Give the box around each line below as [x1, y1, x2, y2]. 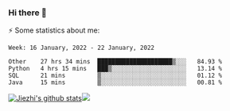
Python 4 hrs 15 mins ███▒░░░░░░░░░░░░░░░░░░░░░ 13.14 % [8, 65, 223, 73]
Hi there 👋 [8, 7, 48, 18]
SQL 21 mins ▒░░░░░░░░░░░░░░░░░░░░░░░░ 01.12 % [8, 71, 223, 80]
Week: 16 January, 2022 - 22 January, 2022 [8, 44, 155, 52]
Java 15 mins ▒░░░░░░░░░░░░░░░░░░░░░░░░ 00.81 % [8, 78, 223, 86]
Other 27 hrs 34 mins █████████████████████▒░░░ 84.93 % [8, 58, 223, 66]
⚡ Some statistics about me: [8, 25, 100, 35]
